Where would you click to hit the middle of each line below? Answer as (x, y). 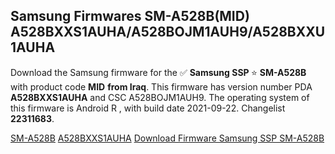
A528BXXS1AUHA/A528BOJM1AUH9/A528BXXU (168, 32)
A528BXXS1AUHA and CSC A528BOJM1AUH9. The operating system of (160, 97)
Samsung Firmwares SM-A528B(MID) (130, 16)
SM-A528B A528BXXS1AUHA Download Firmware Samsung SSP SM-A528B (167, 138)
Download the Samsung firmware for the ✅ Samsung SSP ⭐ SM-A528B (158, 72)
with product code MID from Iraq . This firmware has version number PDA (161, 86)
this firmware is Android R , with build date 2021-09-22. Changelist (148, 108)
